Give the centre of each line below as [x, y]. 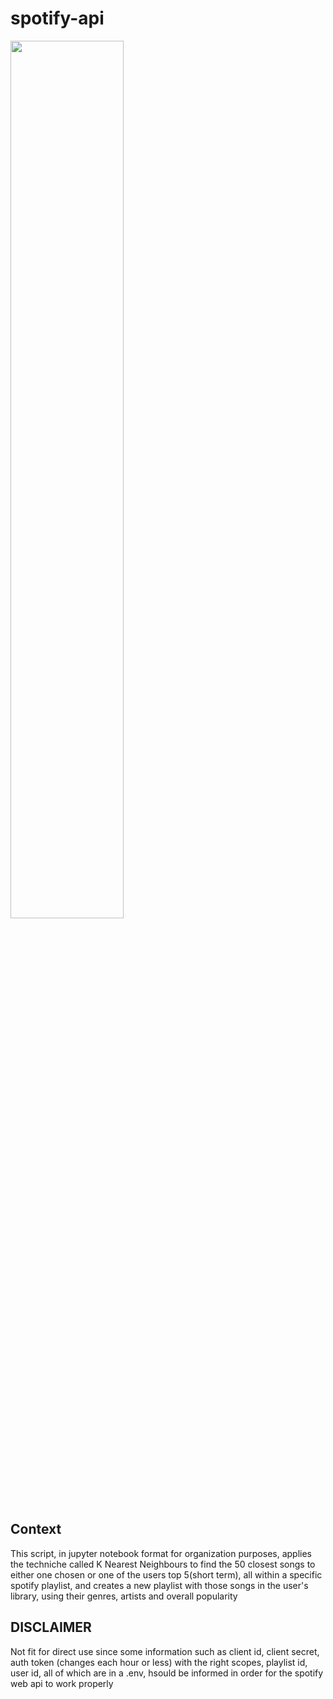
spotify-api [57, 18]
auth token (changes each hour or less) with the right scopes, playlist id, [159, 1662]
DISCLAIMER [51, 1627]
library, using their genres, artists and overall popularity [124, 1596]
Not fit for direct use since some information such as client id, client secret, [165, 1651]
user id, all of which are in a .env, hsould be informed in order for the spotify [167, 1673]
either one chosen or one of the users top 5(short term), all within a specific [166, 1574]
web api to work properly [62, 1683]
